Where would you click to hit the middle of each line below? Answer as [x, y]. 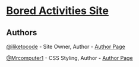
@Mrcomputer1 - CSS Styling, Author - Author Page [69, 58]
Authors [22, 33]
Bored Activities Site [57, 11]
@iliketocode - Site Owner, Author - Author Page [66, 46]
